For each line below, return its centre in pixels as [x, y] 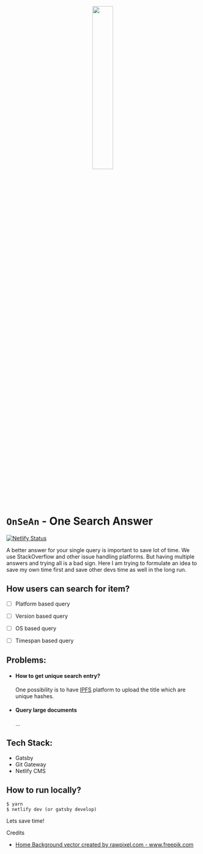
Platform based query [42, 604]
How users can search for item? [68, 589]
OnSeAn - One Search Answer [79, 521]
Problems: [26, 660]
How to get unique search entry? [58, 675]
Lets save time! [25, 821]
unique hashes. [35, 696]
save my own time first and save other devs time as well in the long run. [96, 569]
